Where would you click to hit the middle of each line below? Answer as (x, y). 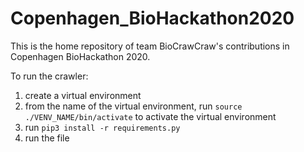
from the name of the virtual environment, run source (133, 106)
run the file (47, 138)
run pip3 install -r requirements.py (102, 127)
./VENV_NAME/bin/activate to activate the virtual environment (150, 116)
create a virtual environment (83, 95)
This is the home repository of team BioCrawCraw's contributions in (150, 46)
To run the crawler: (49, 76)
